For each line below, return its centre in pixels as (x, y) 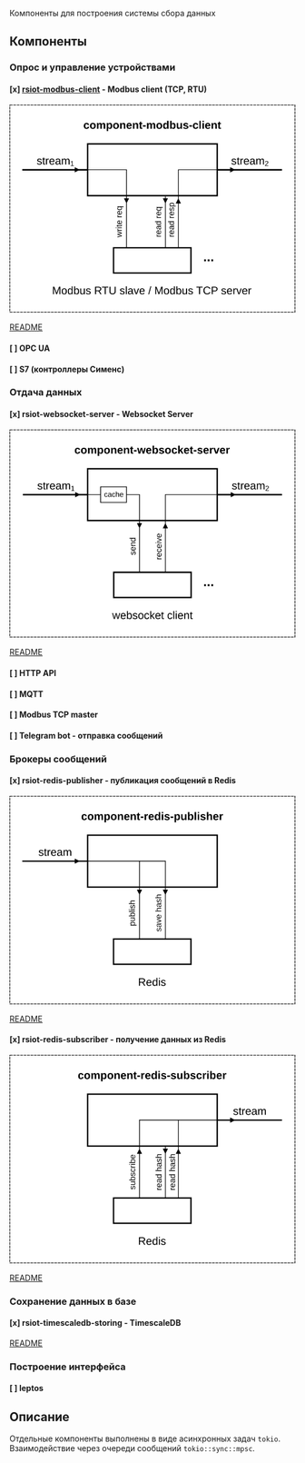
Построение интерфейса (68, 1367)
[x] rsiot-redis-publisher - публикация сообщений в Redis (123, 781)
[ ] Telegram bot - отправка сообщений (86, 735)
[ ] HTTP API (33, 673)
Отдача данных (46, 393)
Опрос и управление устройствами (93, 67)
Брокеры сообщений (58, 759)
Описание (39, 1417)
